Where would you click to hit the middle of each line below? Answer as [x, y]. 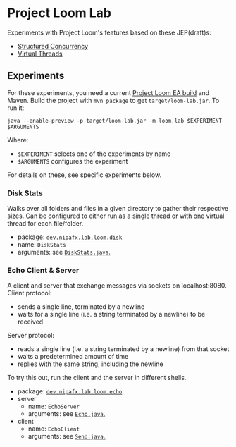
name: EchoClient [54, 429]
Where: [18, 140]
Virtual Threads [40, 54]
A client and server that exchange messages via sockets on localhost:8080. [117, 286]
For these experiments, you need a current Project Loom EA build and [108, 92]
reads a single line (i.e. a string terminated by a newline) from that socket [123, 349]
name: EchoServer [54, 406]
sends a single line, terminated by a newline [81, 307]
